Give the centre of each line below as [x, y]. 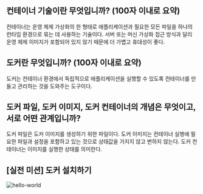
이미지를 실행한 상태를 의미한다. [64, 149]
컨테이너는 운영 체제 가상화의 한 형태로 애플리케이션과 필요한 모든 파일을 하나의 [100, 27]
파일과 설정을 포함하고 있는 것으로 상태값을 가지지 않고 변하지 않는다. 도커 [104, 142]
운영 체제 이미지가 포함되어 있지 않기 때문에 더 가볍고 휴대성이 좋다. [86, 42]
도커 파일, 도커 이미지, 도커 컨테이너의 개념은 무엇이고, [101, 107]
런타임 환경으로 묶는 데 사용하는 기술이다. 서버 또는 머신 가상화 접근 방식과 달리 [99, 34]
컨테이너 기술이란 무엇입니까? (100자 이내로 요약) [93, 11]
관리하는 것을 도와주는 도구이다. [55, 86]
